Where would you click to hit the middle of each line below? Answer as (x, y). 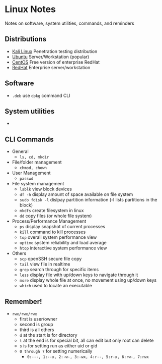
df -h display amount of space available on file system (76, 194)
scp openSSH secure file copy (51, 259)
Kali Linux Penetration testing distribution (55, 51)
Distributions (26, 39)
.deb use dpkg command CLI (41, 95)
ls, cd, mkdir (34, 158)
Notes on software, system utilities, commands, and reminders (69, 23)
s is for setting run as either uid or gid (58, 346)
